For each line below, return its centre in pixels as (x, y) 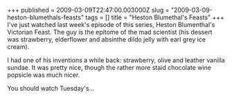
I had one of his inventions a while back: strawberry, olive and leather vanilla (116, 60)
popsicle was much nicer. (44, 75)
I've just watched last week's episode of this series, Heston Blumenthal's (111, 25)
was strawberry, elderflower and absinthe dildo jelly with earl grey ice (107, 39)
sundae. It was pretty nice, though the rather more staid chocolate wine (109, 67)
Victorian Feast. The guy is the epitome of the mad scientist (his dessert (110, 32)
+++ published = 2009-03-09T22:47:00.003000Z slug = (88, 10)
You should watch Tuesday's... (51, 88)
